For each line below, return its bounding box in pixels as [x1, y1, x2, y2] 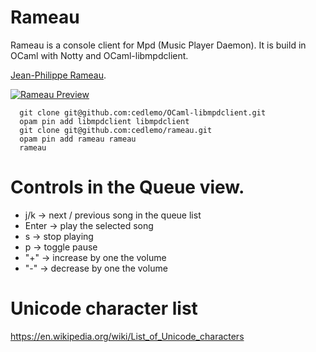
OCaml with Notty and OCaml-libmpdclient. [10, 49, 189, 61]
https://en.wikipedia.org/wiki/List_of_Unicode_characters [10, 330, 245, 342]
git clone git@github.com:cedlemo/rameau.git [19, 125, 213, 135]
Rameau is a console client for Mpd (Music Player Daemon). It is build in [10, 39, 307, 51]
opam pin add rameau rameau [19, 134, 137, 144]
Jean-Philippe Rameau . [10, 69, 107, 81]
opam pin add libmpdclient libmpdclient [19, 116, 190, 126]
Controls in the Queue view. [10, 176, 245, 199]
